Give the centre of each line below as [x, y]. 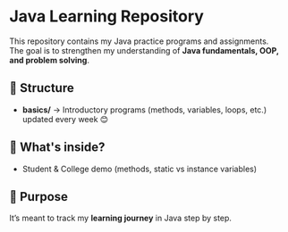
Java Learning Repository [106, 17]
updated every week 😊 [65, 119]
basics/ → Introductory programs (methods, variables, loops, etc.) [144, 110]
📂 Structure [42, 88]
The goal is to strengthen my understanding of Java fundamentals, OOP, [144, 50]
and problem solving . [49, 60]
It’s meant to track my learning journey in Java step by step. [121, 218]
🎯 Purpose [39, 197]
